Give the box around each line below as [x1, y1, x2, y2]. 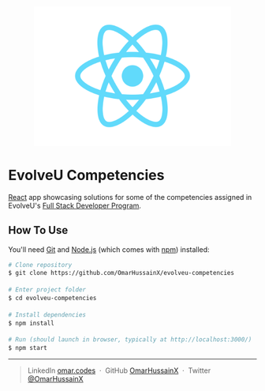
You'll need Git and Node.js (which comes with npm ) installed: [8, 244, 211, 254]
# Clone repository [8, 261, 73, 269]
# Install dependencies [8, 310, 87, 318]
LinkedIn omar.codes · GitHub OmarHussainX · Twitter [27, 366, 211, 375]
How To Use [8, 224, 69, 237]
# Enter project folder [8, 286, 87, 294]
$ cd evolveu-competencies [8, 295, 97, 303]
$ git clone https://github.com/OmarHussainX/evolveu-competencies [8, 269, 235, 277]
